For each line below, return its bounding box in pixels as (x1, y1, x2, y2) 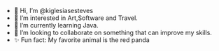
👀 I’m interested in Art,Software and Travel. (13, 14, 138, 22)
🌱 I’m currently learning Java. (13, 21, 99, 29)
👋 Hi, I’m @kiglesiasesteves (13, 7, 93, 14)
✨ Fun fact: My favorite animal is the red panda (13, 36, 150, 44)
